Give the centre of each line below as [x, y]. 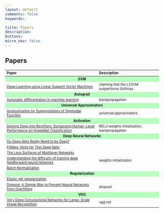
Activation [82, 121]
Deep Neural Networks [82, 136]
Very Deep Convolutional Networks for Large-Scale [48, 200]
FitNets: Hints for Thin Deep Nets [33, 147]
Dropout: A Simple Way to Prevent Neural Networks [48, 185]
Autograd [82, 95]
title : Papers [20, 27]
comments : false [21, 14]
